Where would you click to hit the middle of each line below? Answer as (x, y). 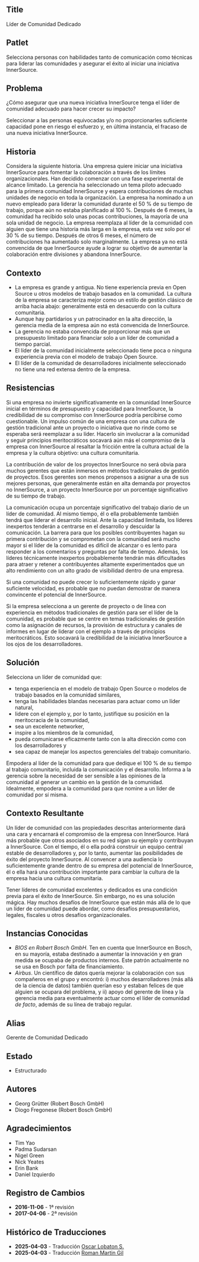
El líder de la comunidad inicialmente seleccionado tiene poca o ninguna (103, 350)
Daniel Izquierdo (35, 1174)
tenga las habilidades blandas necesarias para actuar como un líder (97, 701)
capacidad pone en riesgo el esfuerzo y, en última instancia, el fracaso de (97, 126)
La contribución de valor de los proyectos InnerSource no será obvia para (96, 464)
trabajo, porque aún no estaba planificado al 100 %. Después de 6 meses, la (99, 210)
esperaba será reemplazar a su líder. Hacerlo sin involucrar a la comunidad (98, 434)
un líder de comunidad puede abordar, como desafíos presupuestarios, (93, 909)
